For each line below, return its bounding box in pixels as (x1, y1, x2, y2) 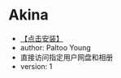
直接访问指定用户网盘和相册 (19, 52, 114, 62)
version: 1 (19, 61, 53, 71)
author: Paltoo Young (19, 42, 91, 52)
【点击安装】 (19, 33, 63, 43)
